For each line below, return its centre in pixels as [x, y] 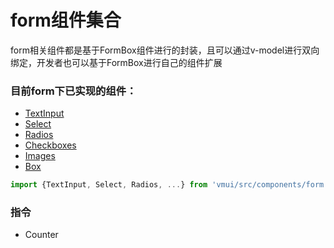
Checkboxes [50, 145]
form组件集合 [66, 20]
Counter [41, 235]
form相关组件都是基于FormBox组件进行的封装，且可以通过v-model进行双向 [165, 50]
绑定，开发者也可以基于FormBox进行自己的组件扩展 [116, 62]
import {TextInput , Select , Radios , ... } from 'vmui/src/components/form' [169, 185]
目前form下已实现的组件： [73, 91]
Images [40, 156]
